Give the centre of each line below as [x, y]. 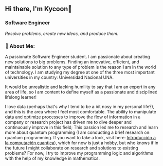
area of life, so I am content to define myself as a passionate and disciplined [81, 92]
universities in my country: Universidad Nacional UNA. [59, 77]
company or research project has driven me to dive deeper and [68, 122]
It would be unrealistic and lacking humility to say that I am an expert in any [80, 87]
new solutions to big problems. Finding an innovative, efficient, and [72, 62]
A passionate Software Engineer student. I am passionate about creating [78, 56]
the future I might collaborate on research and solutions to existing [72, 148]
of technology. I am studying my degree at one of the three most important [80, 72]
